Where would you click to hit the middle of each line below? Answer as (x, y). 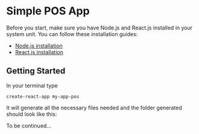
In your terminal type (32, 85)
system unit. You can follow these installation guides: (72, 34)
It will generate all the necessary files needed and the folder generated (94, 108)
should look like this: (32, 114)
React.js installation (39, 52)
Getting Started (36, 71)
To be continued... (29, 126)
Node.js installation (39, 46)
